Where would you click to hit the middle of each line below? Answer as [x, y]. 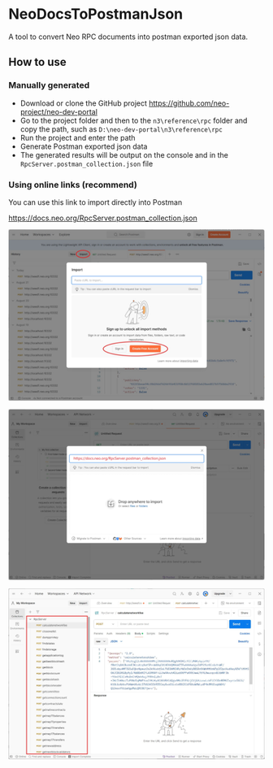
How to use [37, 62]
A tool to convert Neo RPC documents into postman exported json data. [128, 37]
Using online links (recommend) [73, 184]
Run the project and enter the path [78, 137]
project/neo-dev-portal [58, 111]
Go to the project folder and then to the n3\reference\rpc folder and [134, 120]
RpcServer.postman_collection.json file [87, 163]
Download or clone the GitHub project [84, 103]
